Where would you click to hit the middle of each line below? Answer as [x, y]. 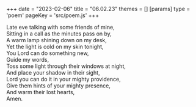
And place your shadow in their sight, [53, 72]
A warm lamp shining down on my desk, [56, 40]
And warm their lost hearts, [41, 92]
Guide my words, [28, 60]
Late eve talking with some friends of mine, [60, 27]
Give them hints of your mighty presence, [59, 86]
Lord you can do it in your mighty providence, [64, 79]
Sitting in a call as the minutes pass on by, [59, 34]
